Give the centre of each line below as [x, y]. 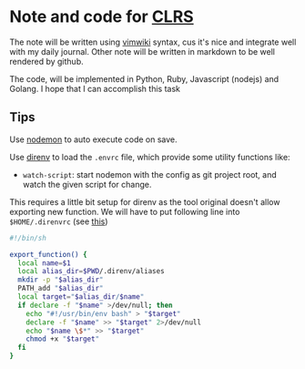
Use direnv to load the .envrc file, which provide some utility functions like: [150, 157]
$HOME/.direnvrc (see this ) [59, 221]
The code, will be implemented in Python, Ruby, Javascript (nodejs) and [144, 78]
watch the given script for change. [87, 184]
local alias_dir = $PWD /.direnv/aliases [91, 272]
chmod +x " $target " [63, 339]
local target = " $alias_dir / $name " [81, 297]
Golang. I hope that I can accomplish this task [95, 88]
